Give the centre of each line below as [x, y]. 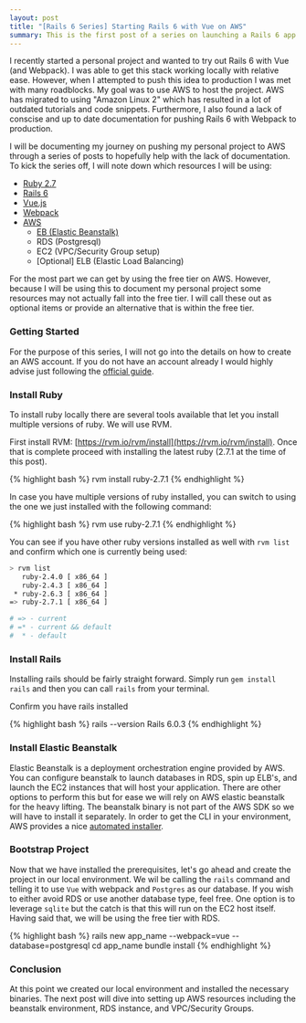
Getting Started [44, 332]
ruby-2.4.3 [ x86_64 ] [64, 585]
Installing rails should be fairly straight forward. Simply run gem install [143, 679]
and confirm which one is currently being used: [98, 551]
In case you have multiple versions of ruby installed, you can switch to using [153, 496]
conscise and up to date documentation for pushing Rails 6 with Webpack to [153, 119]
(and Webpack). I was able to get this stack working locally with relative [144, 70]
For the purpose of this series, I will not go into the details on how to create [151, 352]
